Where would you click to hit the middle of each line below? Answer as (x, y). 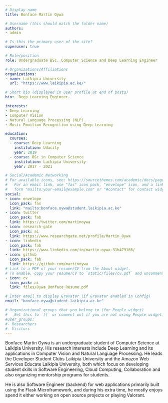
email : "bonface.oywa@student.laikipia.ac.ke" (54, 301)
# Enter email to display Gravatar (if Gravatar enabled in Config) (78, 296)
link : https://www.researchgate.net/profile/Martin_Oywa (70, 236)
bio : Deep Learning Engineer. (38, 97)
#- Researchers (21, 324)
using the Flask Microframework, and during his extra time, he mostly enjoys (84, 390)
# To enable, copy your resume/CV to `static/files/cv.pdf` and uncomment (85, 273)
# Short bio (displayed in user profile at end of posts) (67, 92)
